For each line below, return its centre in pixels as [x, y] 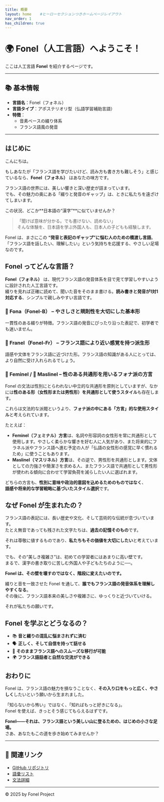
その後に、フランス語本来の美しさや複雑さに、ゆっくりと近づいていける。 [80, 596]
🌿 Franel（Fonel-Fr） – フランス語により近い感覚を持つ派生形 [77, 343]
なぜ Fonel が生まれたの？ [44, 505]
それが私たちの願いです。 [31, 606]
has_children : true [25, 23]
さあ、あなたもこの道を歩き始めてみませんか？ [52, 733]
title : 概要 [16, 10]
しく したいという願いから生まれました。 [46, 694]
